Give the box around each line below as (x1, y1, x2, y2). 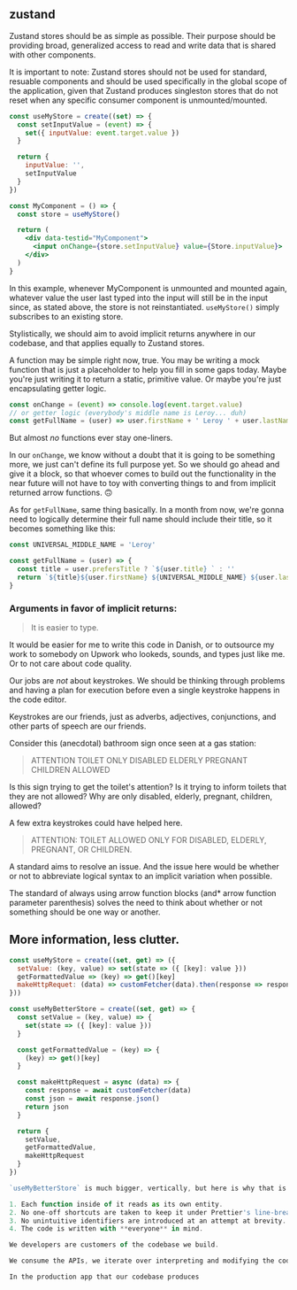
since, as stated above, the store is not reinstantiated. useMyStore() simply (9, 301, 280, 313)
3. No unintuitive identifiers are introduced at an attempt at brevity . (9, 1217, 287, 1225)
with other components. (9, 49, 96, 60)
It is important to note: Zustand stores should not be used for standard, (9, 66, 268, 77)
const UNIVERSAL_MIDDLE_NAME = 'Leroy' (9, 540, 156, 550)
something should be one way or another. (9, 907, 161, 917)
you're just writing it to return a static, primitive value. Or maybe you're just (9, 374, 282, 384)
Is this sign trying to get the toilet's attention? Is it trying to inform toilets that (9, 781, 287, 792)
